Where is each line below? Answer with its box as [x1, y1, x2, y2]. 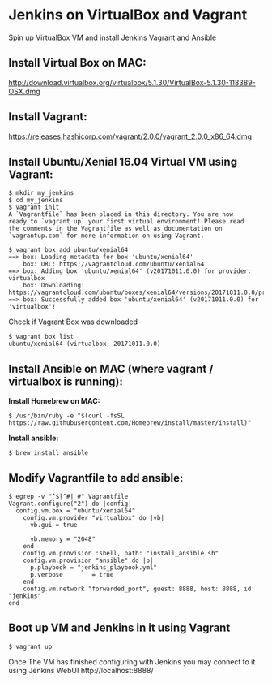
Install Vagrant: [8, 110, 87, 123]
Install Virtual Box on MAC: [8, 56, 147, 70]
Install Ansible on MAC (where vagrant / [8, 361, 214, 375]
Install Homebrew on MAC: [8, 396, 100, 406]
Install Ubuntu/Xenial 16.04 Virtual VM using [8, 154, 237, 168]
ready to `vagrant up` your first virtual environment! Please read [8, 218, 244, 226]
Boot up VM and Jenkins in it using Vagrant [8, 621, 231, 635]
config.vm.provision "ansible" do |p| [23, 556, 154, 564]
